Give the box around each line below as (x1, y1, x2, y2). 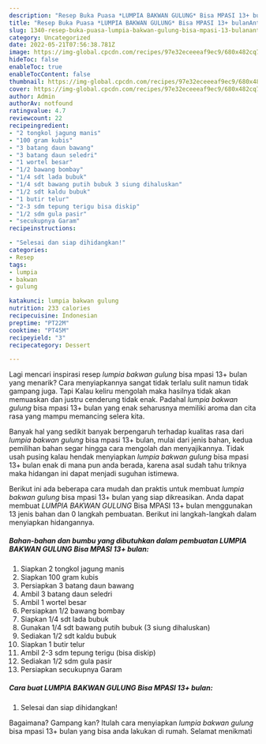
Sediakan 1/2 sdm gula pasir (20, 656, 113, 666)
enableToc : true (9, 63, 62, 71)
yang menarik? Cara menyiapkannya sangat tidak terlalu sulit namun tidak (9, 378, 249, 388)
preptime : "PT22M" (9, 319, 69, 327)
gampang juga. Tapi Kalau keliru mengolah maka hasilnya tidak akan (9, 386, 231, 396)
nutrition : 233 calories (9, 305, 91, 313)
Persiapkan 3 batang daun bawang (20, 581, 135, 591)
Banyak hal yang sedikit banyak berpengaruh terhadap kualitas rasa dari (9, 427, 244, 437)
